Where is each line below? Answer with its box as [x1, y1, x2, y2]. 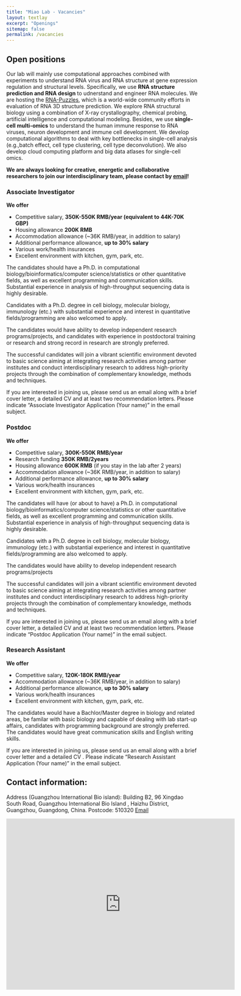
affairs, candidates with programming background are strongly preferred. [6, 722, 190, 729]
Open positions [6, 54, 66, 64]
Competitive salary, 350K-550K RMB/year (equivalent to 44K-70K [15, 214, 184, 221]
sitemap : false [6, 26, 45, 32]
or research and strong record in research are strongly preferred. [6, 339, 169, 347]
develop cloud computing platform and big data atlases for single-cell [6, 147, 181, 155]
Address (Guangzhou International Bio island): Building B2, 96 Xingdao [6, 793, 184, 801]
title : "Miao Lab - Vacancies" [6, 9, 86, 15]
